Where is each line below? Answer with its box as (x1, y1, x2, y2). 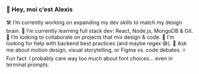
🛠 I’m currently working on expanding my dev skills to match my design (6, 19, 182, 26)
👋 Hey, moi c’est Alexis (6, 5, 73, 14)
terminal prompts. (6, 61, 49, 68)
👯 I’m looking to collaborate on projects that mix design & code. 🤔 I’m (6, 33, 175, 41)
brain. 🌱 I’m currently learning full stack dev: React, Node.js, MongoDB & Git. (6, 28, 194, 35)
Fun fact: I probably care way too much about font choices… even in (6, 55, 173, 62)
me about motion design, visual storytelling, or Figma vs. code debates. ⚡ (6, 46, 186, 53)
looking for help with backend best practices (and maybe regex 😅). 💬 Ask (6, 40, 187, 47)
